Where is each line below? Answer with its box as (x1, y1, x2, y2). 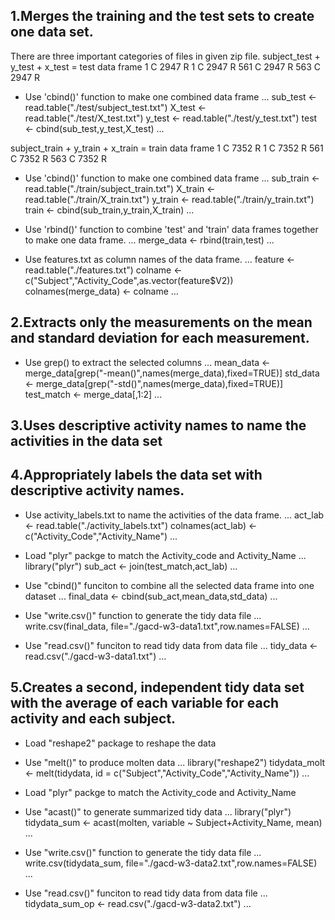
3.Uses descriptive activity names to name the (10, 417, 307, 434)
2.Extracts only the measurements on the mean (10, 314, 313, 331)
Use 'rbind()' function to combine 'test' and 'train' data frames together (24, 223, 319, 235)
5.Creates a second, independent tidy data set (10, 679, 305, 696)
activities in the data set (10, 433, 163, 450)
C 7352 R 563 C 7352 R (10, 152, 108, 164)
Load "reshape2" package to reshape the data (24, 737, 217, 749)
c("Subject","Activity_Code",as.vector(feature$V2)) (24, 274, 234, 286)
